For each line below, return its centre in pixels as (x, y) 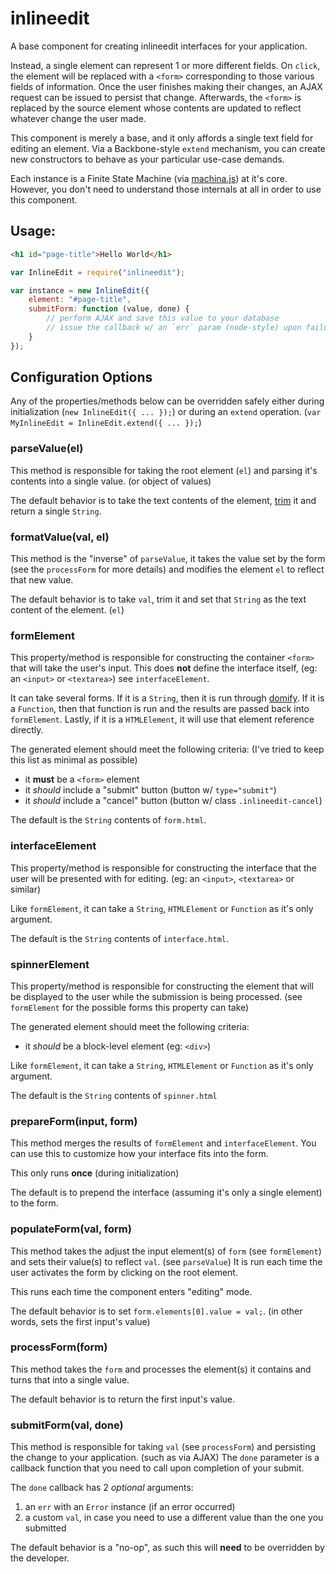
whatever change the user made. (78, 118)
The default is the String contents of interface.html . (120, 938)
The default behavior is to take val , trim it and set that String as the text (158, 599)
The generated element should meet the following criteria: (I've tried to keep (167, 749)
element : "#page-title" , (80, 300)
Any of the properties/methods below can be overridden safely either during (167, 401)
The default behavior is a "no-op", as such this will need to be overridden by (167, 1548)
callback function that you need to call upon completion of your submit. (157, 1468)
